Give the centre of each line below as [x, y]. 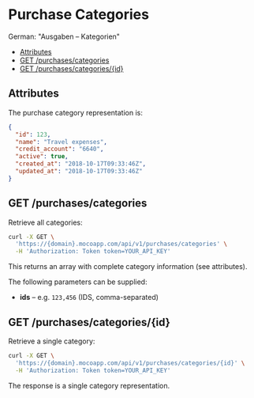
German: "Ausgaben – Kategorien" [64, 36]
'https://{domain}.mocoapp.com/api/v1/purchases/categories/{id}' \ [130, 363]
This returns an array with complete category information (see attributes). [128, 267]
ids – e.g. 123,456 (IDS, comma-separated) [89, 298]
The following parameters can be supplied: [78, 282]
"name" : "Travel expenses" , [62, 142]
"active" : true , [42, 157]
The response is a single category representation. [89, 385]
